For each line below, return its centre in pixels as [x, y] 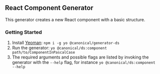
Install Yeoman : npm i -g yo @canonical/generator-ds [66, 43]
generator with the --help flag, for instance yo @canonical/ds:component [84, 62]
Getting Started [23, 32]
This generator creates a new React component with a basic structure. [75, 19]
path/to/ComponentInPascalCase [44, 53]
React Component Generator [49, 8]
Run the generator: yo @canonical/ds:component [59, 48]
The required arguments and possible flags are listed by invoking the [80, 57]
